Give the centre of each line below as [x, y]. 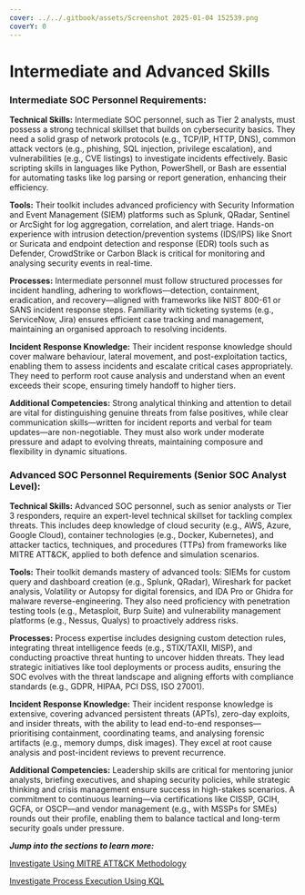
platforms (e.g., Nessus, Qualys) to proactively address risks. [124, 621]
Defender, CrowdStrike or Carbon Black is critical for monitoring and [137, 253]
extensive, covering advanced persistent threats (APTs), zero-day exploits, [149, 714]
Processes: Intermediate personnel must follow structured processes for [146, 280]
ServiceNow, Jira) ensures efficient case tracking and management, [137, 319]
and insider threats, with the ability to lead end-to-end [111, 724]
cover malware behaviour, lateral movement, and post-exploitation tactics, [148, 356]
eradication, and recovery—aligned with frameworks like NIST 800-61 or [145, 300]
